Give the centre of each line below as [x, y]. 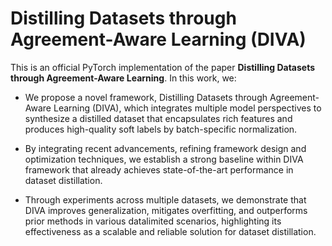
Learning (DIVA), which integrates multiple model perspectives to [187, 108]
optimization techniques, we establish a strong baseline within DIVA [164, 159]
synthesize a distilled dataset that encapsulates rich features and [158, 118]
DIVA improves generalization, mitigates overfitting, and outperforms [166, 210]
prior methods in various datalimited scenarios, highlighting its [153, 221]
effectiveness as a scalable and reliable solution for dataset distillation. [170, 231]
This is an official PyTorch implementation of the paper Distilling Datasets [163, 67]
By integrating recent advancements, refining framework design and [165, 148]
